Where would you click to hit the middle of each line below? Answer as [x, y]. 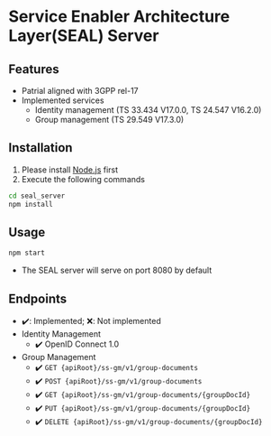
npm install [31, 204]
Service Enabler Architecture [119, 17]
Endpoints [38, 298]
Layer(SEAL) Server [84, 36]
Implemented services [63, 100]
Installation [41, 148]
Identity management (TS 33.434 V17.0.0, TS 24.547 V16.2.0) [148, 110]
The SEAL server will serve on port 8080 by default [117, 270]
